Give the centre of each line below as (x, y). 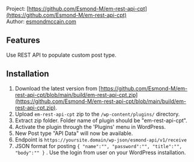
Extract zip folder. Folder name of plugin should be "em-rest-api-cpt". (101, 120)
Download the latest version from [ (58, 88)
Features (23, 41)
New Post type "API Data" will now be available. (74, 133)
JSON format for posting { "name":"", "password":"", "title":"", (98, 146)
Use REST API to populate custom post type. (61, 55)
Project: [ (17, 9)
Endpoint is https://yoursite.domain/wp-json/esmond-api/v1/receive (101, 139)
